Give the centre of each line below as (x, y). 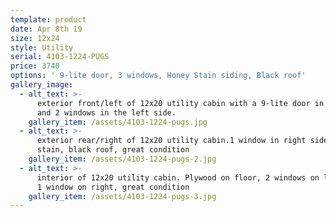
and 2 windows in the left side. (106, 112)
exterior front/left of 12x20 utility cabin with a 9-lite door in (180, 103)
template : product (48, 19)
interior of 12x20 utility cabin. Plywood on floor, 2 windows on (178, 177)
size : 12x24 (35, 38)
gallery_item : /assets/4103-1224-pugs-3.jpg (122, 196)
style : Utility (42, 47)
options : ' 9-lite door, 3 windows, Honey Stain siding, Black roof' (158, 76)
